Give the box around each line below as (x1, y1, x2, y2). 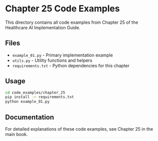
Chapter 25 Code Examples (5, 3, 120, 14)
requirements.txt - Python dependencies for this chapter (12, 62, 130, 68)
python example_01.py (5, 99, 50, 104)
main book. (5, 132, 28, 137)
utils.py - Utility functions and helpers (12, 57, 93, 63)
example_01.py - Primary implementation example (12, 52, 113, 58)
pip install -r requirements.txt (5, 94, 74, 99)
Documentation (5, 113, 54, 121)
